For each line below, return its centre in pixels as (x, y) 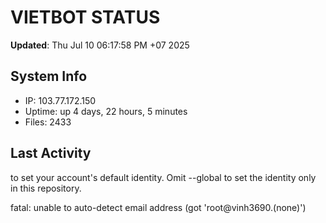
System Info (49, 76)
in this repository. (46, 188)
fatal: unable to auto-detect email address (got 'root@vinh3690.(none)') (158, 207)
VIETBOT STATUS (85, 17)
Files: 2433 (48, 122)
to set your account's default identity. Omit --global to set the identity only (163, 177)
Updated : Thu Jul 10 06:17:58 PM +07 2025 (100, 45)
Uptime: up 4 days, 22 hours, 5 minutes (106, 111)
